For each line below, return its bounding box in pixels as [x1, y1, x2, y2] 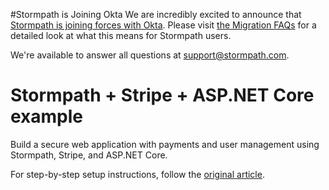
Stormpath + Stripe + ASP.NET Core [10, 84, 315, 107]
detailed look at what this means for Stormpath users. [10, 30, 232, 41]
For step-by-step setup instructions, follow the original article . [10, 168, 265, 180]
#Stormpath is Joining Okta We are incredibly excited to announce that [10, 9, 302, 20]
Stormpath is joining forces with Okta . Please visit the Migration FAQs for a [10, 19, 317, 31]
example [10, 105, 84, 128]
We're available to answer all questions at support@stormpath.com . [10, 49, 290, 61]
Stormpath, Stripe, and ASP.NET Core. [10, 149, 168, 161]
